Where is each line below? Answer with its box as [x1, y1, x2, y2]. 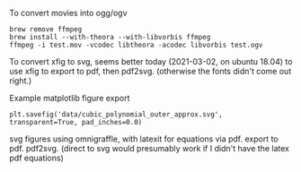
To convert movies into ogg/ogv [9, 8, 128, 18]
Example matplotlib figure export [9, 93, 130, 103]
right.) [9, 75, 32, 86]
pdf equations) [9, 152, 65, 163]
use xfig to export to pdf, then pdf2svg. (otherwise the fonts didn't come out [9, 66, 292, 76]
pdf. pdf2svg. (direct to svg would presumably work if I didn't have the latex [9, 143, 290, 153]
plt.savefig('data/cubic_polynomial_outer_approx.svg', [9, 110, 223, 119]
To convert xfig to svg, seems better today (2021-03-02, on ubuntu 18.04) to [9, 56, 293, 66]
